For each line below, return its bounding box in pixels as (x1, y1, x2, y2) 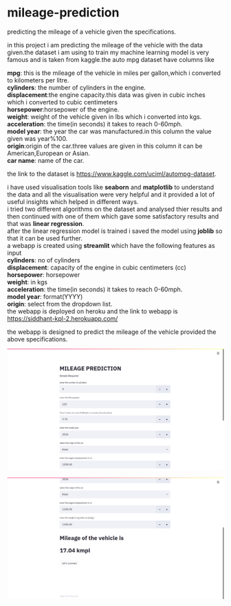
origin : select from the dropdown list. (7, 300, 113, 308)
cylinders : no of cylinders (7, 256, 80, 264)
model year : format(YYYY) (7, 292, 83, 300)
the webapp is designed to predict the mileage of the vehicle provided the (7, 328, 217, 336)
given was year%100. (7, 134, 68, 142)
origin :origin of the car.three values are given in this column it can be (7, 142, 203, 150)
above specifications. (7, 335, 68, 343)
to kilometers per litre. (7, 76, 69, 84)
